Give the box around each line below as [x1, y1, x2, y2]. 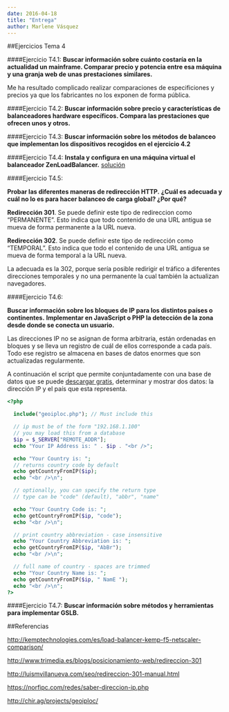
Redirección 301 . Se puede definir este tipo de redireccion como [7, 209, 192, 217]
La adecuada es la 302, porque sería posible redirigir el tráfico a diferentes [7, 265, 220, 273]
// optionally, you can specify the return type [13, 487, 156, 494]
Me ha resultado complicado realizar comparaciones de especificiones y [7, 84, 214, 92]
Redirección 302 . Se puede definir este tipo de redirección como [7, 236, 194, 245]
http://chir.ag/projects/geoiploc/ [7, 697, 99, 705]
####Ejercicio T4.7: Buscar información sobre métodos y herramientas [7, 601, 214, 610]
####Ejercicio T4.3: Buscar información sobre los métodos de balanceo [7, 132, 217, 141]
